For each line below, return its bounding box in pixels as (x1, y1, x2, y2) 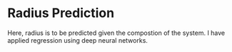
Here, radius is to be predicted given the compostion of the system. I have (7, 28, 226, 37)
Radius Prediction (7, 5, 115, 21)
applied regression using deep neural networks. (7, 36, 148, 44)
